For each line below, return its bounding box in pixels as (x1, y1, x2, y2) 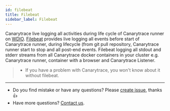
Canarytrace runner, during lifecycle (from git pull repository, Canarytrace (5, 41, 159, 47)
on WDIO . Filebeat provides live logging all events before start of (5, 36, 140, 42)
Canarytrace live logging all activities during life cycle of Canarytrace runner (5, 31, 164, 37)
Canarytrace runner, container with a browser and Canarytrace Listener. (5, 58, 156, 64)
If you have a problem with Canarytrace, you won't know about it (25, 67, 160, 73)
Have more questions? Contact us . (12, 100, 85, 106)
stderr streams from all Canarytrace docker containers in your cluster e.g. (5, 52, 159, 58)
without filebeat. (25, 73, 59, 79)
